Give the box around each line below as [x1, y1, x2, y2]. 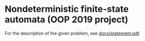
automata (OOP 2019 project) [4, 14, 128, 25]
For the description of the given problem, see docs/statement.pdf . [4, 30, 140, 36]
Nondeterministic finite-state [4, 3, 129, 15]
